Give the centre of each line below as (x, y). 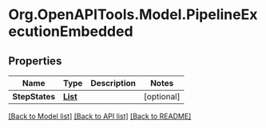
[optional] (162, 97)
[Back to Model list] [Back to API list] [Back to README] (100, 116)
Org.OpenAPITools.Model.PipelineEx (133, 15)
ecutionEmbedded (71, 31)
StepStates (34, 97)
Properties (35, 61)
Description (113, 83)
